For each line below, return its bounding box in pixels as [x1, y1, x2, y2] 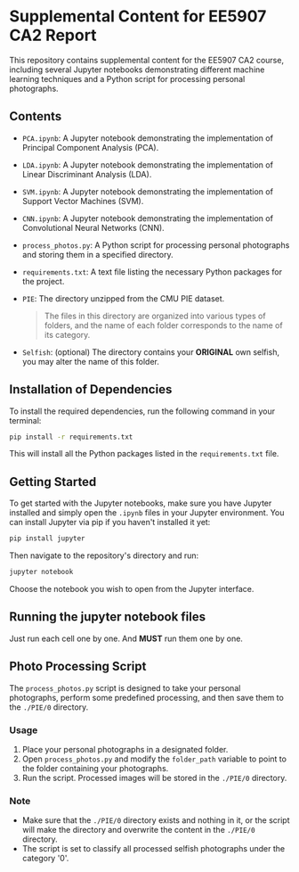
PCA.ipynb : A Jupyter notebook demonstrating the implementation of [21, 132, 274, 144]
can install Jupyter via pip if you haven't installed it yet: [9, 517, 211, 528]
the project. [21, 276, 65, 286]
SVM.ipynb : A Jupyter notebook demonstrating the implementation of [21, 185, 274, 197]
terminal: [9, 415, 42, 425]
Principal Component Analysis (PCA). [21, 142, 159, 152]
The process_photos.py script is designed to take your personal [9, 682, 241, 693]
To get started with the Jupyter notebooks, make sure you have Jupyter [9, 498, 272, 509]
